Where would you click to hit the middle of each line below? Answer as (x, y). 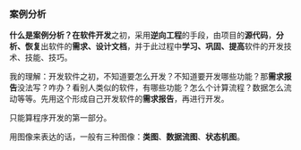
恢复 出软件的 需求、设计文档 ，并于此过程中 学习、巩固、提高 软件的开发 (154, 46)
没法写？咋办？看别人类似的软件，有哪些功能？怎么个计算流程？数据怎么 (150, 87)
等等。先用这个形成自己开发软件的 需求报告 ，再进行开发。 (123, 99)
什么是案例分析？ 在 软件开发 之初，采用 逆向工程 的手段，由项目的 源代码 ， (142, 35)
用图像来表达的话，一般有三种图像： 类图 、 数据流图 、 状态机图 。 (127, 137)
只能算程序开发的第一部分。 (60, 118)
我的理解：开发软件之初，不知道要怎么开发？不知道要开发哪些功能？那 (139, 77)
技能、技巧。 (48, 58)
